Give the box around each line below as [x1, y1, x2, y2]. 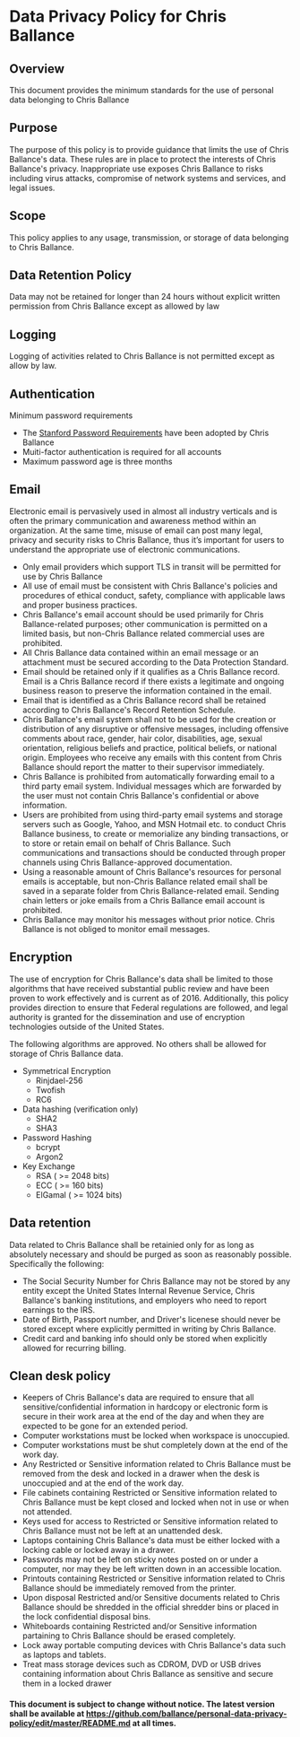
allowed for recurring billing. [21, 1342, 127, 1353]
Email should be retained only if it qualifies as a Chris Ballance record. [21, 666, 280, 676]
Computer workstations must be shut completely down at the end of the [21, 1440, 288, 1451]
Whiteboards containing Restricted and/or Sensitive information [21, 1621, 257, 1632]
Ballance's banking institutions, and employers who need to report [21, 1295, 267, 1305]
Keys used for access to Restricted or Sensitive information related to [21, 1516, 279, 1527]
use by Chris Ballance [21, 571, 103, 581]
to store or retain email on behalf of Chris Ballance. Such [21, 837, 231, 849]
